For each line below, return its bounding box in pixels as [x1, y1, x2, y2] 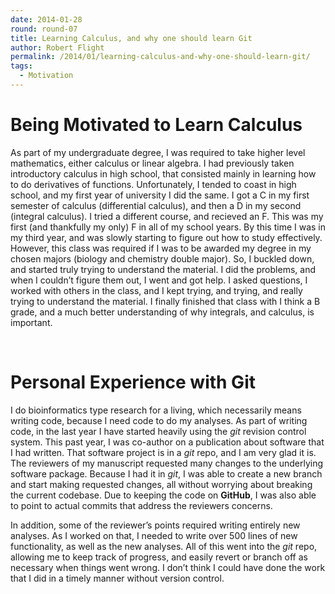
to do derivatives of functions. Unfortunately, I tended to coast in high [10, 178, 297, 190]
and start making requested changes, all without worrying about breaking [10, 478, 313, 490]
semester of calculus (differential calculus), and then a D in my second [10, 199, 302, 211]
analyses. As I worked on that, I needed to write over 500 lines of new [10, 529, 298, 541]
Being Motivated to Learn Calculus [10, 114, 303, 136]
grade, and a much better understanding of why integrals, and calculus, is [10, 306, 315, 318]
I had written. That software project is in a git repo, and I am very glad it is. [10, 446, 317, 458]
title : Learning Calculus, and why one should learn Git [10, 33, 253, 43]
